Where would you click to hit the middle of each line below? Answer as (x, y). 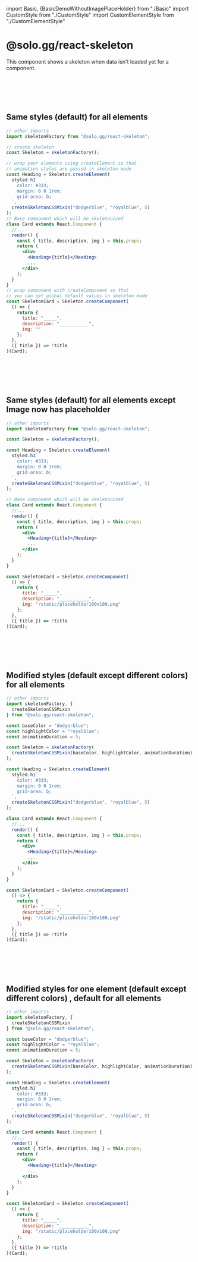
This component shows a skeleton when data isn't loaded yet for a (88, 61)
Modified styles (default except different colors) (97, 675)
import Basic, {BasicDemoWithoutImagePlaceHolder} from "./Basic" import (98, 9)
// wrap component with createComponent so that (67, 291)
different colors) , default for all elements (84, 998)
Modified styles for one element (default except (96, 989)
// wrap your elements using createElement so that (71, 163)
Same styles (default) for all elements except (91, 400)
